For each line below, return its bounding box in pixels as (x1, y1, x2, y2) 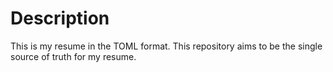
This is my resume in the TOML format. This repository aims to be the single (10, 40, 323, 52)
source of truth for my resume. (10, 50, 137, 62)
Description (10, 7, 110, 30)
